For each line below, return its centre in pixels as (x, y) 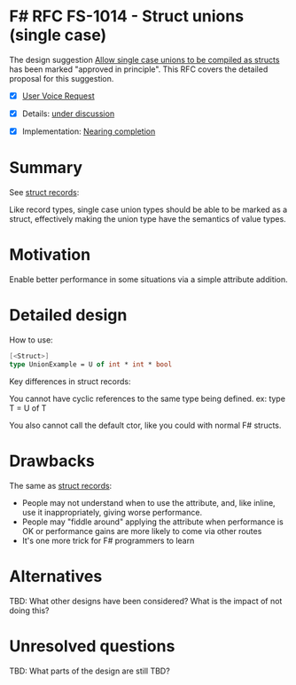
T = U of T (28, 408)
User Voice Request (58, 96)
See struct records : (44, 193)
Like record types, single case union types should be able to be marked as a (148, 209)
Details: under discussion (68, 114)
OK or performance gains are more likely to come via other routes (142, 531)
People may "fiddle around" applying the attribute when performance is (152, 522)
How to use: (31, 340)
